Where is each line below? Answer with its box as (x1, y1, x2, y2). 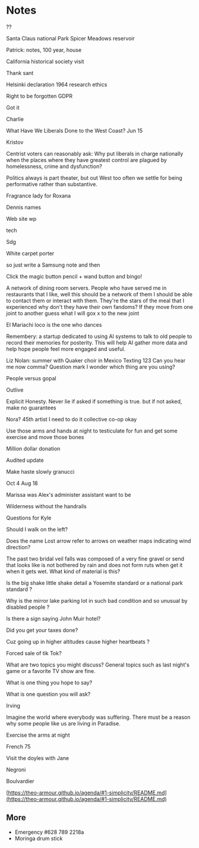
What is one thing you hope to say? (6, 679, 93, 686)
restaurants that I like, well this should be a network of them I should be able (6, 290, 193, 298)
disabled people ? (6, 603, 50, 611)
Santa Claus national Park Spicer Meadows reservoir (6, 35, 135, 42)
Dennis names (6, 204, 42, 211)
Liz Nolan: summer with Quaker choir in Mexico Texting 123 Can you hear (6, 356, 186, 364)
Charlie (6, 115, 24, 123)
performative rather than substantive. (6, 180, 98, 187)
